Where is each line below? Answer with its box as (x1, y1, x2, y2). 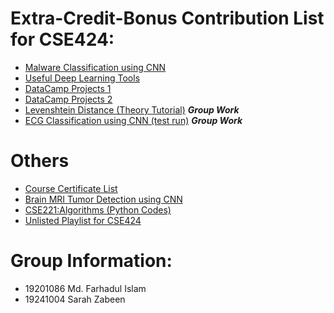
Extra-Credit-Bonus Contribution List (10, 7, 325, 30)
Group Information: (10, 250, 173, 272)
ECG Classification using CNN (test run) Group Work (24, 114, 243, 126)
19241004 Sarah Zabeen (24, 293, 126, 305)
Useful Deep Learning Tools (24, 72, 141, 84)
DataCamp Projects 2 (24, 93, 113, 105)
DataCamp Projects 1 (24, 82, 112, 94)
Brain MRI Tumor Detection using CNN (24, 193, 183, 205)
